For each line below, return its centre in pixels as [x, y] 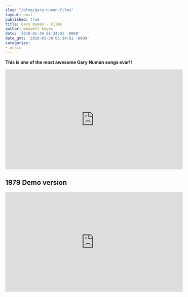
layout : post [19, 15]
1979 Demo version [36, 183]
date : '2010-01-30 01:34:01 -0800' [43, 34]
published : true [22, 19]
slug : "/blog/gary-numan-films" [39, 10]
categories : [18, 43]
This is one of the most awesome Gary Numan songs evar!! [69, 62]
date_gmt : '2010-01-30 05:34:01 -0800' [47, 39]
